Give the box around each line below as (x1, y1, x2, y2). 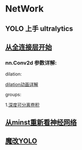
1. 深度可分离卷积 (5, 102, 39, 108)
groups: (5, 92, 22, 98)
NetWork (5, 3, 44, 15)
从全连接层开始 (5, 43, 52, 51)
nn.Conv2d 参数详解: (5, 59, 57, 66)
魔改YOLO (5, 137, 37, 145)
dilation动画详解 (5, 82, 38, 88)
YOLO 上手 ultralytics (5, 24, 73, 33)
